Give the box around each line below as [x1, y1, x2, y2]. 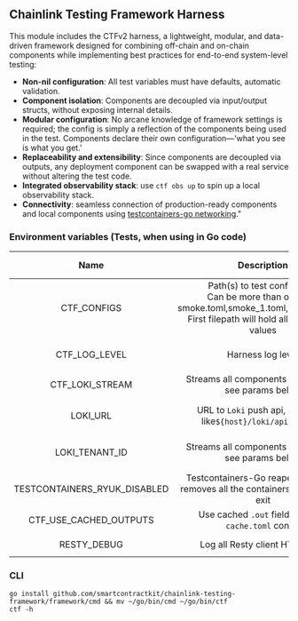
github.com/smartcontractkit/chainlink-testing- [52, 590, 237, 599]
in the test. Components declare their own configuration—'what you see [21, 132, 286, 143]
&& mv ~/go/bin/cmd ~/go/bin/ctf [104, 597, 228, 607]
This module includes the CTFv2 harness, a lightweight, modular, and [9, 30, 263, 41]
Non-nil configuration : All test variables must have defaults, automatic [21, 76, 281, 87]
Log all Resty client [199, 538, 279, 551]
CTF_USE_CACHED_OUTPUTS [27, 514, 154, 527]
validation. [21, 85, 60, 96]
